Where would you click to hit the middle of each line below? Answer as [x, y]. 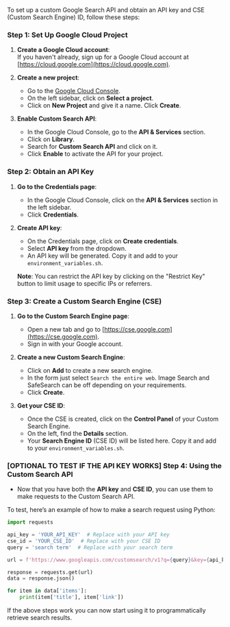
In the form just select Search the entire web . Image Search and [118, 378]
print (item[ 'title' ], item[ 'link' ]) [72, 598]
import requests [30, 522]
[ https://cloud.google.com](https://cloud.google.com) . [94, 64]
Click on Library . [51, 139]
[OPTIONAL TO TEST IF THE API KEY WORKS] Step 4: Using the [115, 465]
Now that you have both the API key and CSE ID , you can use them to [115, 489]
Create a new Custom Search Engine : [71, 357]
